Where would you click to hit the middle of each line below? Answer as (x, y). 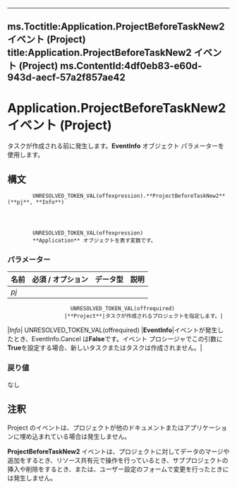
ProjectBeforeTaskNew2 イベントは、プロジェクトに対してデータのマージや (119, 451)
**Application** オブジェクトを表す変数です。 (95, 241)
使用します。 (26, 155)
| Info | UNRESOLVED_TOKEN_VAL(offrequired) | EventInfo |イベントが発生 (113, 330)
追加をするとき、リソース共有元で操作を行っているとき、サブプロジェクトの (118, 460)
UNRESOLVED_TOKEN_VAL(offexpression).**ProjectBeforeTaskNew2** (129, 196)
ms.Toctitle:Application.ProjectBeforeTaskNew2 (116, 26)
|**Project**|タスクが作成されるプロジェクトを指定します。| (144, 316)
